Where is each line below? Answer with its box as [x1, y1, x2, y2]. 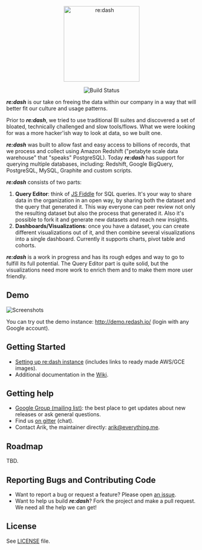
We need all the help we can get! [15, 504, 97, 511]
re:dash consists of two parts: [6, 178, 82, 186]
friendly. [6, 273, 27, 280]
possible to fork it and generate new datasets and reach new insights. [15, 216, 189, 223]
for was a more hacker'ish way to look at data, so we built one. [6, 129, 162, 136]
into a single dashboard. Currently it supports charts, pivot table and [15, 235, 186, 242]
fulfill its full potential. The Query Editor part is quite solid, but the [6, 260, 169, 267]
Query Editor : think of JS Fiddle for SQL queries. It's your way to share [15, 191, 192, 197]
